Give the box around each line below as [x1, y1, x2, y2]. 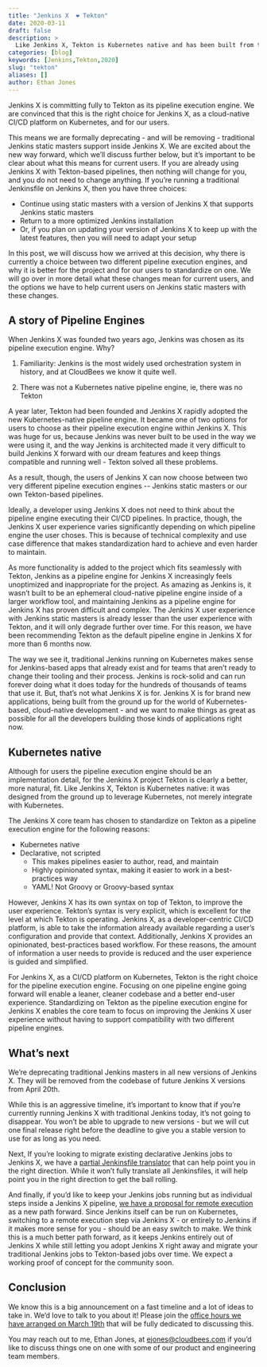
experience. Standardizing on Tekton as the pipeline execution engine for [8, 998, 248, 1008]
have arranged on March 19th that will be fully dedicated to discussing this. [8, 1318, 254, 1328]
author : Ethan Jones [8, 78, 77, 86]
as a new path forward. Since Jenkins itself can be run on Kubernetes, [8, 1207, 238, 1216]
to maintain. [8, 548, 47, 557]
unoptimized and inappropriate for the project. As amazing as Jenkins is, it [8, 579, 252, 590]
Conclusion [8, 1281, 67, 1294]
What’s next [8, 1046, 70, 1060]
